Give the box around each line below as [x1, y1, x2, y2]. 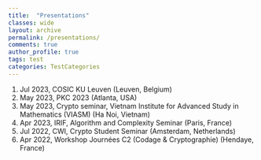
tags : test [8, 56, 44, 64]
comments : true [8, 41, 58, 49]
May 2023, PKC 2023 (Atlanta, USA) [19, 92, 138, 102]
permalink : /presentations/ [8, 33, 101, 42]
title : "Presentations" [8, 11, 90, 20]
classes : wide [8, 19, 55, 27]
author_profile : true [8, 48, 79, 56]
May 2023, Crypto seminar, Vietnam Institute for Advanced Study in [19, 101, 239, 110]
